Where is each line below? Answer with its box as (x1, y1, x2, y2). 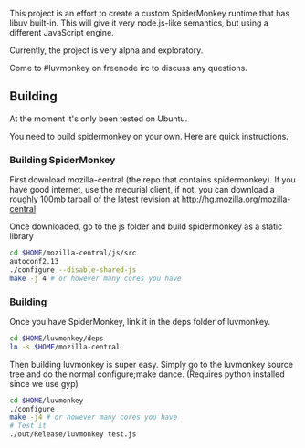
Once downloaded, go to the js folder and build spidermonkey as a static (9, 221, 283, 232)
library (9, 231, 34, 242)
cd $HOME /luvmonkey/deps (9, 333, 104, 343)
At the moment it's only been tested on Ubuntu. (9, 113, 188, 124)
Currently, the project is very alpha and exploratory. (9, 45, 204, 56)
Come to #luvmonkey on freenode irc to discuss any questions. (9, 63, 248, 73)
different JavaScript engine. (9, 27, 114, 37)
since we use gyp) (9, 378, 79, 389)
